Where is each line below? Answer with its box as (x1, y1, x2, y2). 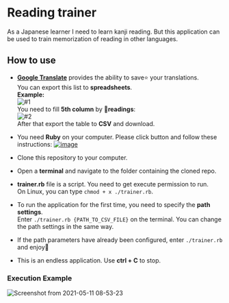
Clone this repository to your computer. (16, 153, 128, 162)
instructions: (16, 140, 53, 148)
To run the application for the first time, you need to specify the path (16, 200, 211, 208)
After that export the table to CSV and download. (16, 119, 155, 128)
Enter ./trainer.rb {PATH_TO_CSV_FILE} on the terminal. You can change (16, 215, 222, 223)
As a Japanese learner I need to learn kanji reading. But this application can (7, 27, 220, 36)
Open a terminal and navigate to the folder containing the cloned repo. (16, 167, 217, 175)
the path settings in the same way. (16, 222, 114, 230)
